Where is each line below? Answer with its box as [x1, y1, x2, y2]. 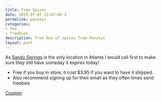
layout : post [5, 40, 33, 45]
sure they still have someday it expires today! [5, 59, 100, 66]
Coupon [5, 89, 22, 96]
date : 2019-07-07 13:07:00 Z [5, 12, 67, 17]
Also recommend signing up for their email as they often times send [12, 74, 154, 81]
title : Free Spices [5, 7, 47, 13]
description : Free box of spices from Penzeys [5, 36, 105, 41]
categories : [5, 21, 30, 27]
